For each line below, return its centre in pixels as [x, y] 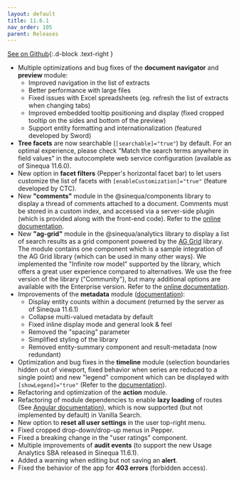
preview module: [43, 75]
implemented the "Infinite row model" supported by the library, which [119, 264]
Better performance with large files [79, 90]
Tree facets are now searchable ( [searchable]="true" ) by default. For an [124, 144]
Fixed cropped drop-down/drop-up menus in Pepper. [96, 430]
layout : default [31, 14]
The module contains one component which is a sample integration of [120, 249]
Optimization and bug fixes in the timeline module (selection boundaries [123, 362]
